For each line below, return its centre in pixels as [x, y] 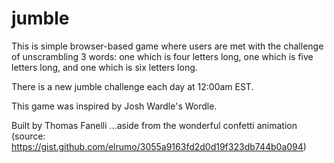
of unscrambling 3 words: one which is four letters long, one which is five [162, 56]
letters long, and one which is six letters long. [104, 67]
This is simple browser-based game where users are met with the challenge [167, 46]
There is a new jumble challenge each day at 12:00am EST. [132, 86]
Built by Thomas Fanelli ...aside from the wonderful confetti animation [154, 125]
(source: [28, 136]
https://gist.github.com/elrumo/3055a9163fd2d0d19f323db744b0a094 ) [159, 146]
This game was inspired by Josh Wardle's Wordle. [114, 106]
